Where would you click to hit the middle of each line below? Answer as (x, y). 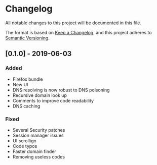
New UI (20, 84)
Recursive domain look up (40, 95)
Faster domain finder (34, 151)
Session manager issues (38, 135)
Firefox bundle (28, 79)
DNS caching (26, 106)
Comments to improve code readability (53, 100)
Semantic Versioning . (27, 38)
